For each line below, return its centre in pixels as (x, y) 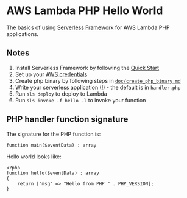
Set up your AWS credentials (51, 74)
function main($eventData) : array (51, 145)
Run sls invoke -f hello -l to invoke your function (80, 100)
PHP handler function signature (67, 119)
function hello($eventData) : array (53, 173)
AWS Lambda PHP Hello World (85, 11)
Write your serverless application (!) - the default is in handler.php (98, 87)
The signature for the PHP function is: (54, 134)
